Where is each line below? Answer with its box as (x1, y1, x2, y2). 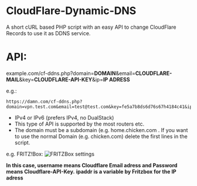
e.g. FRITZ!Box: (6, 150, 43, 157)
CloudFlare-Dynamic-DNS (6, 4, 137, 18)
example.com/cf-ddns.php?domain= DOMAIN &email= (6, 69, 136, 77)
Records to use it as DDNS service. (6, 29, 91, 36)
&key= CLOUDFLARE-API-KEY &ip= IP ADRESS (19, 76, 130, 83)
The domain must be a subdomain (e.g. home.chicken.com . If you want (14, 126, 188, 133)
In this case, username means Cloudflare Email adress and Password (6, 161, 178, 168)
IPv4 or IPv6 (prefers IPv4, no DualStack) (14, 114, 114, 121)
